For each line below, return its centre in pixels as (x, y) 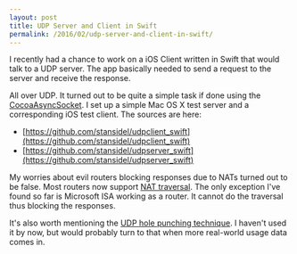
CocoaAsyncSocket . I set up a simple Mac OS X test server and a (129, 105)
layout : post (33, 17)
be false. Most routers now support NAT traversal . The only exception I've (145, 187)
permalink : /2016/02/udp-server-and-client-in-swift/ (111, 34)
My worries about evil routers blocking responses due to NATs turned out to (148, 177)
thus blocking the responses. (62, 206)
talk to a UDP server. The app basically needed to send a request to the (140, 69)
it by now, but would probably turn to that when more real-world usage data (148, 233)
